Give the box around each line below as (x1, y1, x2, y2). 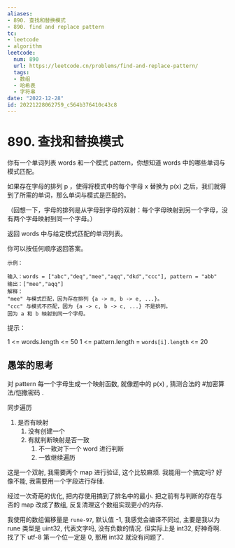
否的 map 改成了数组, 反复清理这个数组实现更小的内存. (7, 500, 164, 509)
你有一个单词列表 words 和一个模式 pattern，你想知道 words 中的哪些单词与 (7, 158, 226, 167)
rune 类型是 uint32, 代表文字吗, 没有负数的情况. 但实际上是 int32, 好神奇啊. (7, 523, 222, 533)
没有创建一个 (27, 427, 65, 435)
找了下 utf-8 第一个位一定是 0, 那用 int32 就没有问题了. (7, 533, 164, 541)
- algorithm (7, 43, 42, 50)
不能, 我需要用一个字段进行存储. (13, 477, 105, 485)
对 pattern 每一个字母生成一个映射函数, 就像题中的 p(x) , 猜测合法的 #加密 (7, 379, 219, 388)
